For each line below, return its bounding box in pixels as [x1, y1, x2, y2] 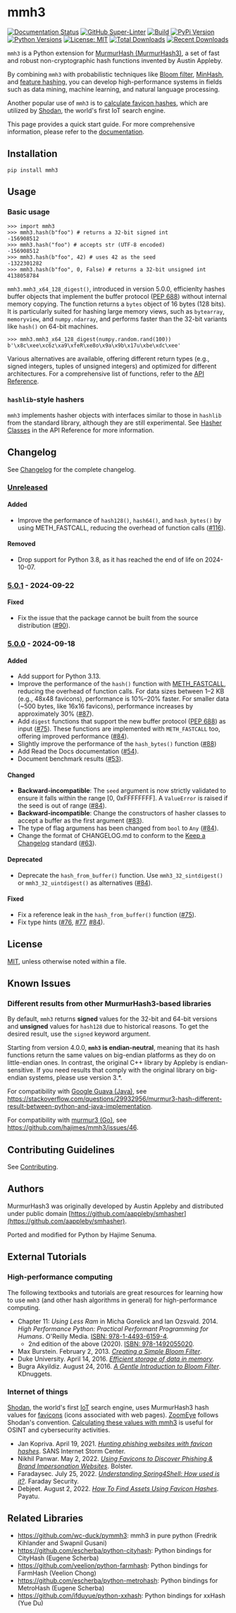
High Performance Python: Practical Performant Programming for [17, 1324, 209, 1333]
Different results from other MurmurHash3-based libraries [7, 998, 211, 1008]
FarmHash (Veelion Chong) [17, 1568, 97, 1577]
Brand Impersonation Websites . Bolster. [17, 1462, 133, 1470]
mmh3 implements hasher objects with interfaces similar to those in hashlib [7, 410, 222, 419]
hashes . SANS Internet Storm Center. [17, 1446, 126, 1455]
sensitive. [7, 1066, 35, 1075]
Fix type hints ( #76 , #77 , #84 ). [17, 918, 105, 926]
